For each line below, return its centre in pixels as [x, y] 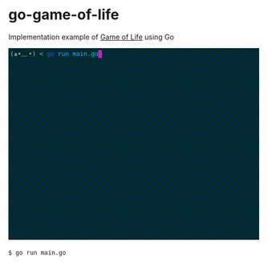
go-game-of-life [64, 15]
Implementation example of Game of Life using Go [91, 37]
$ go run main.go [37, 253]
